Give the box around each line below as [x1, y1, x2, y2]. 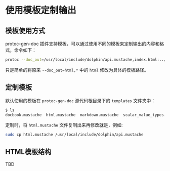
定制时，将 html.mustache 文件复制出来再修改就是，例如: [5, 122, 123, 128]
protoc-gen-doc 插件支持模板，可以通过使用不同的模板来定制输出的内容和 [5, 41, 160, 47]
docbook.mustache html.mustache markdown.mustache [5, 112, 119, 117]
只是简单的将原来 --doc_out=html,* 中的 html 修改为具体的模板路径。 [5, 67, 149, 73]
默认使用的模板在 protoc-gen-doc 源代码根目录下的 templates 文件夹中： [5, 97, 156, 104]
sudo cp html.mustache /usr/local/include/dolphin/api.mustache [5, 132, 144, 137]
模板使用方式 [5, 26, 46, 35]
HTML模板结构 [5, 147, 52, 156]
